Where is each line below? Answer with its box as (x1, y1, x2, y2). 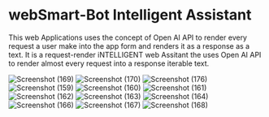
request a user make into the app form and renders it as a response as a (8, 41, 250, 50)
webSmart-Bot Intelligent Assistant (8, 6, 252, 24)
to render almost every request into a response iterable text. (8, 58, 210, 68)
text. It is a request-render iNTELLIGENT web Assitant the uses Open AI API (8, 50, 262, 59)
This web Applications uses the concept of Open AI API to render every (8, 32, 248, 42)
